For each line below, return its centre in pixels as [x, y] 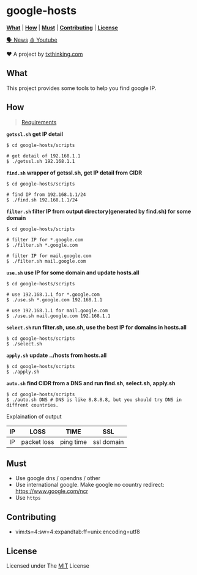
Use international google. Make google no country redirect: [90, 485]
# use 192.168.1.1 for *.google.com [53, 295]
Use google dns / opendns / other [58, 478]
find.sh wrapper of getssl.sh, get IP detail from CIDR [74, 173]
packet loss [38, 442]
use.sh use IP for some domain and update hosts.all [73, 272]
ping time [74, 442]
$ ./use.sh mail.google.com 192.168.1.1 [59, 316]
